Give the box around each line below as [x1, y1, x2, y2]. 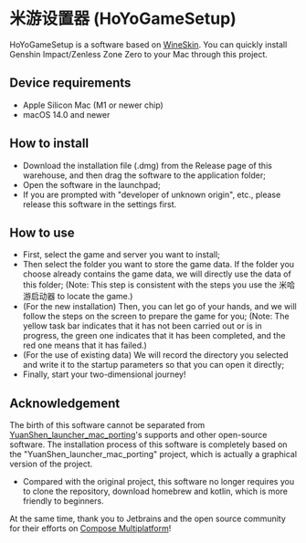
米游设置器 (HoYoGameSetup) [9, 8, 237, 29]
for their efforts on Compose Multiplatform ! [9, 523, 172, 534]
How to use [9, 225, 75, 240]
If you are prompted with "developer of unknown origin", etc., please [22, 189, 281, 200]
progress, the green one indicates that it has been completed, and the [22, 330, 286, 341]
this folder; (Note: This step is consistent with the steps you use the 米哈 [22, 279, 295, 290]
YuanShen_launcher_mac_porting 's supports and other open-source [9, 430, 268, 441]
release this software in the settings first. [22, 198, 177, 210]
